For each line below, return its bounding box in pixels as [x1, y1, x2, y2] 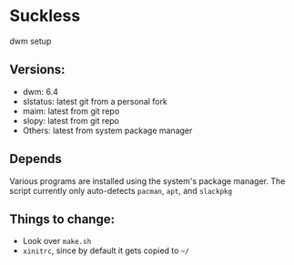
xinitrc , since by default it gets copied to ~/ [22, 245, 189, 256]
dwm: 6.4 [22, 86, 59, 97]
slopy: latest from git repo [22, 115, 120, 126]
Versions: [9, 62, 66, 77]
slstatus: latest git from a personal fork [22, 96, 168, 107]
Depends [9, 151, 62, 167]
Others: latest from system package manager [22, 125, 193, 136]
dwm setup [9, 36, 52, 46]
